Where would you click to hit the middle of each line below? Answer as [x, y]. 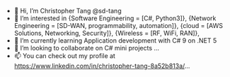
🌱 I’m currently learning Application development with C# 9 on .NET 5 [115, 41]
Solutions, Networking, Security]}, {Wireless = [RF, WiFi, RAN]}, [107, 33]
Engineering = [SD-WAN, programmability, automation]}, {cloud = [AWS [118, 26]
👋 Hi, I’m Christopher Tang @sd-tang [68, 11]
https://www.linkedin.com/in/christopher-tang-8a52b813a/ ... [102, 66]
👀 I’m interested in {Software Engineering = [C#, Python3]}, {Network [115, 18]
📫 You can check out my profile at [64, 56]
